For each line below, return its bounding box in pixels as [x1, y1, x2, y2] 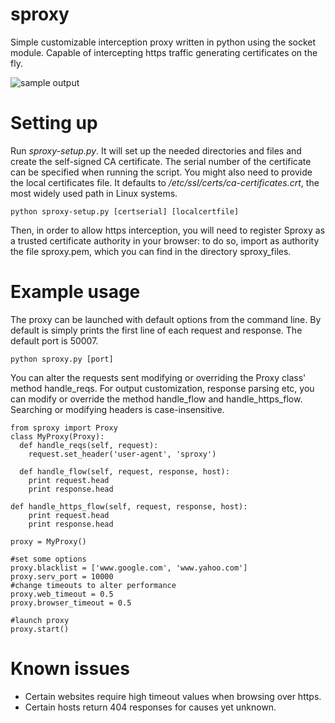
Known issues [10, 658, 130, 680]
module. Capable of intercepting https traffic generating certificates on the [10, 46, 318, 58]
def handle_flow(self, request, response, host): [19, 466, 230, 477]
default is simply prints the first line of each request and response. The [10, 324, 303, 336]
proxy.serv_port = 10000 [10, 571, 114, 582]
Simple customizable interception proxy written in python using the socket [10, 36, 317, 48]
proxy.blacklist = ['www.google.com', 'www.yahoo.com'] [10, 563, 248, 573]
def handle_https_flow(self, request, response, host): [10, 501, 248, 512]
